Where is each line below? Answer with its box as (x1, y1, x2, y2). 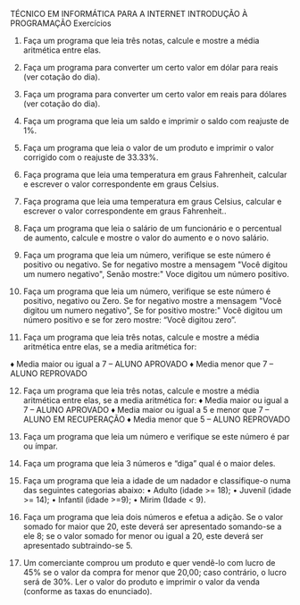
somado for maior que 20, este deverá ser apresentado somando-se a (22, 521, 282, 532)
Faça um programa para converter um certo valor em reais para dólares (22, 89, 287, 99)
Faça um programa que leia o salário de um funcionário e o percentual (22, 223, 282, 233)
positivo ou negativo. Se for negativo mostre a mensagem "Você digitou (22, 259, 288, 270)
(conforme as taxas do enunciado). (22, 586, 153, 596)
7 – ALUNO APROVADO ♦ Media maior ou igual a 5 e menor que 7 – (22, 405, 270, 415)
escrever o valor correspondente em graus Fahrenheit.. (22, 206, 227, 216)
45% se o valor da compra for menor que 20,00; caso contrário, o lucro (22, 567, 287, 577)
